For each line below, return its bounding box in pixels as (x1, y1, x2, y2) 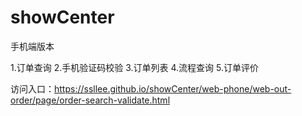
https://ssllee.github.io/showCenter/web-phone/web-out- (54, 82, 292, 95)
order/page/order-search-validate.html (10, 94, 171, 106)
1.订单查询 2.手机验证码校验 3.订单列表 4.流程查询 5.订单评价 (10, 61, 259, 73)
